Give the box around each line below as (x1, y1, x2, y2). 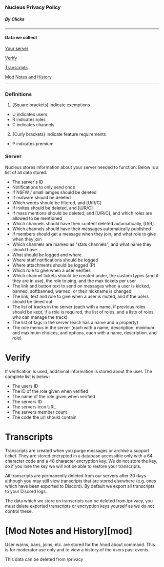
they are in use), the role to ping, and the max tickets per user (12, 278, 136, 283)
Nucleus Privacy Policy (5, 4, 61, 11)
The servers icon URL (12, 403, 56, 410)
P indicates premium (12, 141, 54, 147)
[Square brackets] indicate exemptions (12, 102, 90, 108)
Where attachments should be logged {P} (12, 262, 96, 268)
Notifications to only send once (12, 184, 76, 190)
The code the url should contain (12, 414, 77, 420)
